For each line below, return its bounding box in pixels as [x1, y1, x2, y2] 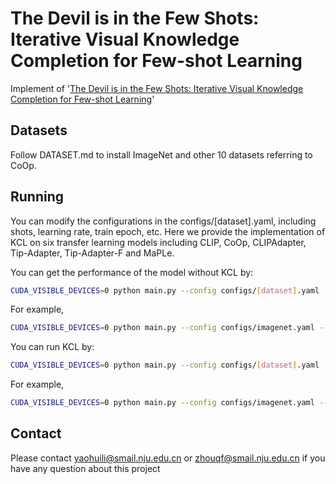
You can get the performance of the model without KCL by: [10, 266, 254, 278]
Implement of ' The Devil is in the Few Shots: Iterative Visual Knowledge [10, 82, 304, 94]
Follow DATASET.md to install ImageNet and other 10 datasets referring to [10, 148, 313, 161]
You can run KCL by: [10, 341, 95, 353]
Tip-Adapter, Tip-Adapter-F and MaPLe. [10, 247, 175, 259]
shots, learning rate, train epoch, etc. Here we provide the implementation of [10, 225, 326, 237]
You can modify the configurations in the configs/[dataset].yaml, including [10, 215, 317, 227]
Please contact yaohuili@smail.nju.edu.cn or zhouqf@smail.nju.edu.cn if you [10, 452, 326, 464]
